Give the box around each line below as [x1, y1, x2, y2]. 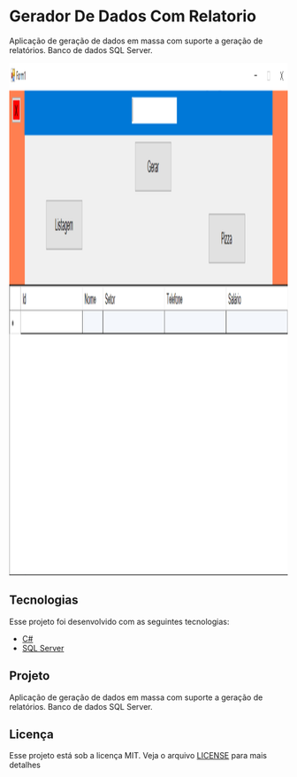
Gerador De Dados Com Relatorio [9, 6, 257, 27]
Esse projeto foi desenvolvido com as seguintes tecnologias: [9, 616, 230, 627]
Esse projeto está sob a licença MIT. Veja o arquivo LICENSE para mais [9, 750, 268, 761]
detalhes [9, 759, 42, 771]
